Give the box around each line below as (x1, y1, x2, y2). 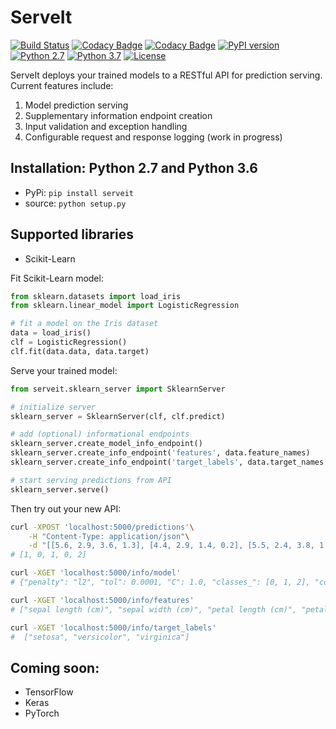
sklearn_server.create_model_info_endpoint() (10, 439, 203, 449)
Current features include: (10, 79, 114, 91)
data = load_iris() (10, 328, 92, 338)
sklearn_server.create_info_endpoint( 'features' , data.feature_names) (10, 448, 311, 458)
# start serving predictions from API (10, 475, 172, 485)
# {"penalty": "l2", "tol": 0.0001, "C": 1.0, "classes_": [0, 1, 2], (10, 577, 311, 588)
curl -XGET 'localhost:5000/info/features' (10, 595, 195, 605)
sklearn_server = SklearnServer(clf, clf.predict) (10, 411, 226, 421)
